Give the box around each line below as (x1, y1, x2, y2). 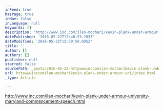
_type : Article (5, 75, 36, 80)
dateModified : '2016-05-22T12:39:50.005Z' (5, 39, 93, 44)
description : (5, 30, 32, 35)
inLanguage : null (5, 21, 41, 26)
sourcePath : (5, 66, 29, 71)
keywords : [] (5, 25, 32, 30)
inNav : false (5, 16, 32, 21)
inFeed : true (5, 7, 32, 12)
